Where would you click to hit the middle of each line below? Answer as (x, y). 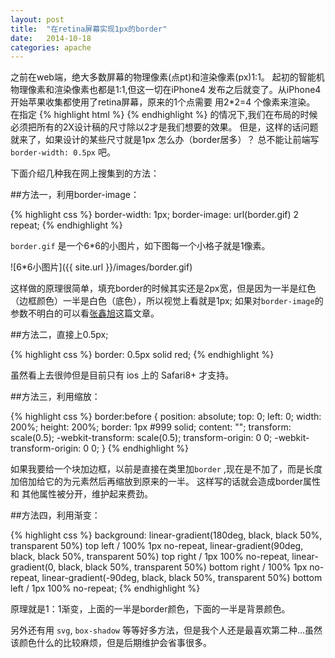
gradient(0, (33, 567)
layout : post (37, 19)
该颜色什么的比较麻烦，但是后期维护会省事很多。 (111, 643)
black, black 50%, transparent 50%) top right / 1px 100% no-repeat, (150, 557)
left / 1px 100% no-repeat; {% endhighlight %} (105, 588)
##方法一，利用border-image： (75, 195)
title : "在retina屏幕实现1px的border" (89, 29)
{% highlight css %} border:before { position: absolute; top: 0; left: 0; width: (166, 417)
